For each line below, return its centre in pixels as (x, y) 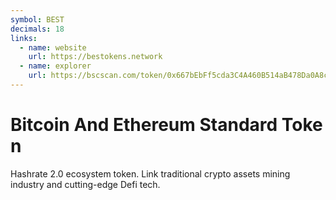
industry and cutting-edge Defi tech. (85, 184)
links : (24, 38)
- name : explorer (55, 66)
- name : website (53, 47)
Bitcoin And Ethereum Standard (144, 125)
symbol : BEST (37, 19)
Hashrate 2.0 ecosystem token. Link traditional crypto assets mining (150, 173)
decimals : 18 (37, 29)
